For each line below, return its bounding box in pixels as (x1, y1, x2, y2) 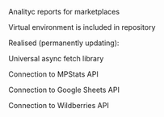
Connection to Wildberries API (8, 101, 109, 110)
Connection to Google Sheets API (8, 85, 120, 94)
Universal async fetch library (8, 54, 104, 63)
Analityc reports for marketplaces (8, 7, 120, 16)
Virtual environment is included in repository (8, 23, 156, 31)
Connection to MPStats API (8, 69, 99, 79)
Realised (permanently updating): (8, 38, 120, 48)
